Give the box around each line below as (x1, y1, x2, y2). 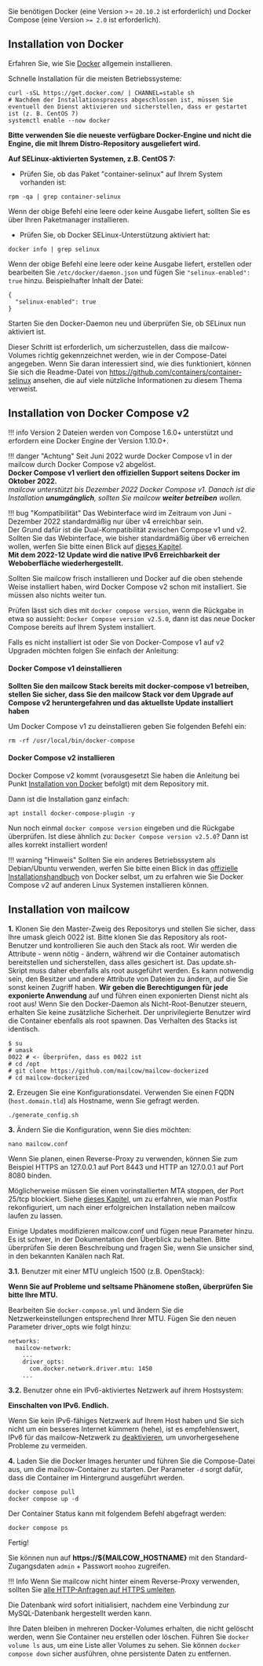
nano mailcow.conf (8, 1140, 68, 1148)
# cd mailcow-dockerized (8, 1073, 89, 1082)
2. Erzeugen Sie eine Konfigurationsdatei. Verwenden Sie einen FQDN (8, 1087, 235, 1097)
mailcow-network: (15, 1344, 72, 1352)
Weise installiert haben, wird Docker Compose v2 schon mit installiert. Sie (8, 582, 247, 591)
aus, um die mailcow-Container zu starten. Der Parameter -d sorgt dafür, (8, 1464, 243, 1473)
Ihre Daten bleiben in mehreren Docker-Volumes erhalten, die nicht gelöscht (8, 1624, 254, 1633)
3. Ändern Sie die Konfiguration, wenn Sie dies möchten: (8, 1124, 192, 1135)
